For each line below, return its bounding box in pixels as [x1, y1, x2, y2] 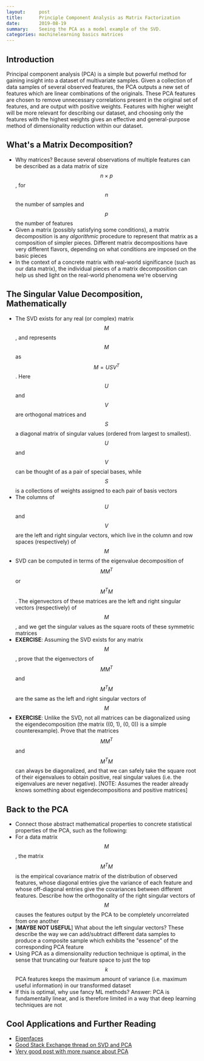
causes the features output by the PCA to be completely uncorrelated [15, 910, 189, 918]
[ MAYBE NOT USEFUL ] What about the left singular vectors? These [15, 924, 184, 931]
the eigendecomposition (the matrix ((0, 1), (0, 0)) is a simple [15, 720, 167, 728]
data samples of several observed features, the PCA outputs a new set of [6, 83, 189, 90]
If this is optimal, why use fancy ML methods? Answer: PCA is [15, 988, 170, 995]
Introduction [6, 54, 55, 65]
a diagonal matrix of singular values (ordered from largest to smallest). [15, 430, 191, 438]
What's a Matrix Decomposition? [6, 140, 134, 150]
